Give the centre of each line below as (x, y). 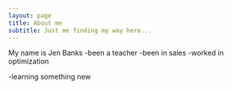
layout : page (30, 15)
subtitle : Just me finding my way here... (80, 30)
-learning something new (50, 77)
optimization (29, 61)
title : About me (35, 23)
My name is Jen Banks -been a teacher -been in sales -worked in (116, 53)
